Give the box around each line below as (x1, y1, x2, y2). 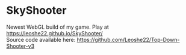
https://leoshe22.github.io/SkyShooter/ (6, 29, 103, 36)
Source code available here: (6, 36, 76, 43)
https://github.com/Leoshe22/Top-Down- (76, 36, 180, 43)
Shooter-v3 (6, 42, 35, 50)
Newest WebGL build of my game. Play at (6, 23, 110, 30)
